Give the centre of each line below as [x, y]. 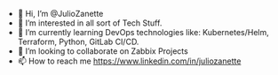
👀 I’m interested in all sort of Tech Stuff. [90, 23]
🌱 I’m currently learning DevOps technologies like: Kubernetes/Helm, [143, 32]
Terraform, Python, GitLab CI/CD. [78, 41]
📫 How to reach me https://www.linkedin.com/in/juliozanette [129, 61]
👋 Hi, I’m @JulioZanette [60, 14]
